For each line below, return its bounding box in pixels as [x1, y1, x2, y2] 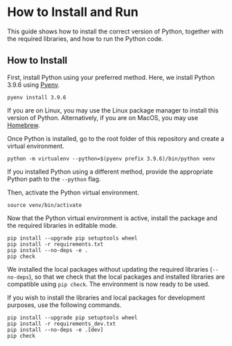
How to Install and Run [7, 4, 139, 20]
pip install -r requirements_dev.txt [7, 320, 116, 327]
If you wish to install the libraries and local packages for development [7, 293, 206, 302]
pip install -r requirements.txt [7, 240, 104, 247]
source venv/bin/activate [7, 201, 82, 208]
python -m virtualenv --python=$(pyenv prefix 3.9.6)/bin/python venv [7, 155, 215, 162]
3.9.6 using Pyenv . [7, 81, 60, 89]
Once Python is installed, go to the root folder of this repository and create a [7, 134, 225, 142]
